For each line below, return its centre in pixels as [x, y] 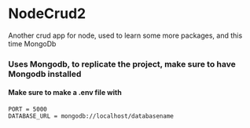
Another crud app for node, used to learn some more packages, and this [125, 35]
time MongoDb [32, 43]
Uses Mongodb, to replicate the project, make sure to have [122, 64]
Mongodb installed [45, 74]
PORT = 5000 [28, 110]
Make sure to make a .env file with [65, 93]
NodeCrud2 [47, 14]
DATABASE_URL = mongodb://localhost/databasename [91, 116]
